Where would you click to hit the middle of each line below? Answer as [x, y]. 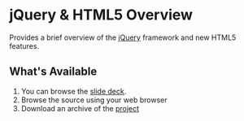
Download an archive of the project [80, 108]
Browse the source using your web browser [94, 100]
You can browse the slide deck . [74, 91]
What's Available [53, 72]
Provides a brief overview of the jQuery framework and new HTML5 [123, 37]
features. [24, 45]
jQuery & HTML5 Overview [101, 15]
